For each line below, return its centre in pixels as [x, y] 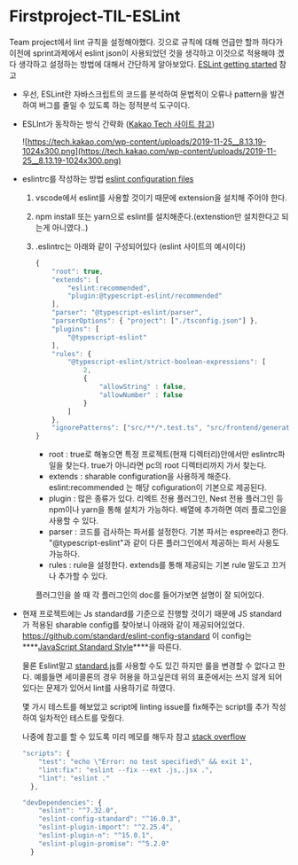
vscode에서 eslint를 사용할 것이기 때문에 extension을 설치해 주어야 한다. [161, 198]
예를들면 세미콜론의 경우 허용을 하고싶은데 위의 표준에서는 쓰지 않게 [150, 677]
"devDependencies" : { [62, 803]
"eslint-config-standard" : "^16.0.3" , [110, 819]
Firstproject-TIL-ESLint [95, 16]
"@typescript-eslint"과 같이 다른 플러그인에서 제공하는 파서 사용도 [164, 543]
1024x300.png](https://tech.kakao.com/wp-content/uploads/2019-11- [149, 151]
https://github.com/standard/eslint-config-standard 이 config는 [137, 636]
